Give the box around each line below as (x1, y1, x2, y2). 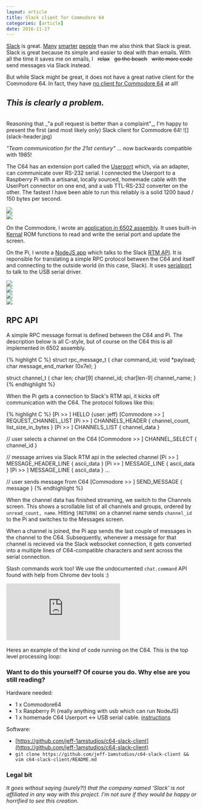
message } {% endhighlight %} (6, 484, 84, 492)
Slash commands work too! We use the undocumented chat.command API (6, 564, 187, 572)
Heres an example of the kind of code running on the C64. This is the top (6, 646, 189, 654)
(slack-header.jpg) (6, 133, 53, 140)
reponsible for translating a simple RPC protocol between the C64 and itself (6, 255, 195, 263)
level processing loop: (6, 652, 62, 660)
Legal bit (6, 771, 32, 779)
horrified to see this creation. (6, 797, 79, 805)
